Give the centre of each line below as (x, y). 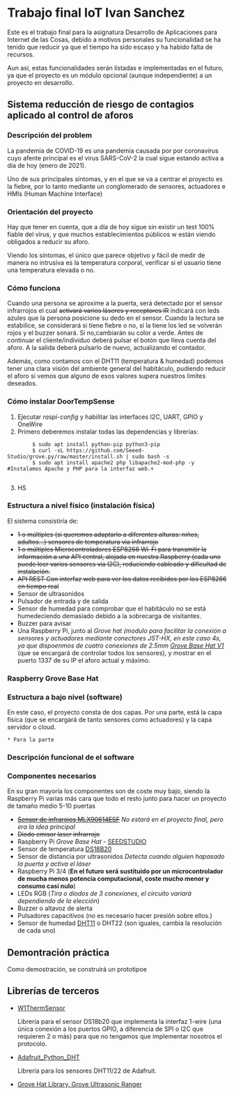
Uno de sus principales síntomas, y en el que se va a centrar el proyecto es (115, 178)
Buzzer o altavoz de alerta (55, 908)
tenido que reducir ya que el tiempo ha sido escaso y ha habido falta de (110, 47)
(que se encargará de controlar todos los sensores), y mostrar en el (114, 652)
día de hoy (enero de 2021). (47, 165)
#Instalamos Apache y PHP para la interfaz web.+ (81, 468)
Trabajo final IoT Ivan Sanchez (96, 13)
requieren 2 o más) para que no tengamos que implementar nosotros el (120, 1036)
